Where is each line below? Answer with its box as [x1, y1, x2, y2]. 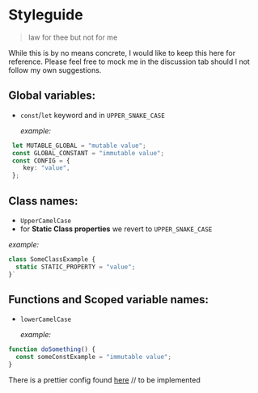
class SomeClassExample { [8, 255, 95, 264]
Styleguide [8, 6, 83, 24]
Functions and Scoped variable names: [8, 293, 209, 306]
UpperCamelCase [19, 217, 72, 225]
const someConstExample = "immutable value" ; [15, 353, 172, 361]
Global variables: [8, 89, 95, 103]
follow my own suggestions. [8, 65, 102, 74]
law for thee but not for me [27, 32, 118, 42]
